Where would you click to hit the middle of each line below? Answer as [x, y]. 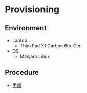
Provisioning [32, 9]
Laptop [20, 40]
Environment [26, 28]
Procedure [22, 72]
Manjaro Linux [35, 56]
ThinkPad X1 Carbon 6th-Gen [51, 46]
